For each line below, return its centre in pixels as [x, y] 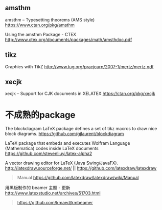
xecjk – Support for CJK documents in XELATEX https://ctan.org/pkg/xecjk [80, 94]
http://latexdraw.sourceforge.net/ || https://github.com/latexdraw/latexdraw [81, 168]
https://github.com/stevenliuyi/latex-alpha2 [48, 153]
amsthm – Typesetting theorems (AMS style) [50, 19]
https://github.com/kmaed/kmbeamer [55, 203]
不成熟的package [40, 115]
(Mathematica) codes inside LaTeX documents [52, 149]
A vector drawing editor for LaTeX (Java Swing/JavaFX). [62, 163]
